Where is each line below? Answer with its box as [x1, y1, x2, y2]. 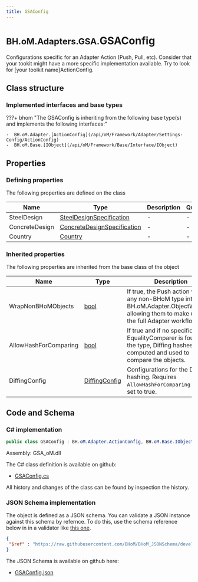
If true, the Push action [127, 287, 190, 295]
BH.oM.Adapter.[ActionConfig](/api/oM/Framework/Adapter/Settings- [14, 132, 183, 138]
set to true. [127, 387, 157, 396]
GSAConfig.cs [14, 472, 49, 479]
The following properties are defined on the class [6, 189, 126, 196]
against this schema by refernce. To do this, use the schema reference [6, 518, 178, 525]
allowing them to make [127, 310, 190, 318]
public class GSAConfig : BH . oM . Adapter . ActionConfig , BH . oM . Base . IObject [6, 439, 194, 445]
